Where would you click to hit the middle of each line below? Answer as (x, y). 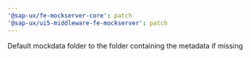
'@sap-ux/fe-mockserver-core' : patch (70, 15)
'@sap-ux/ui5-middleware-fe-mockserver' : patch (88, 23)
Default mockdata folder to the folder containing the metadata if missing (125, 45)
